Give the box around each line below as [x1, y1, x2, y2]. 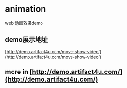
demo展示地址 [5, 35, 48, 44]
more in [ [5, 68, 32, 76]
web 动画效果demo [5, 20, 43, 26]
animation [5, 3, 46, 15]
